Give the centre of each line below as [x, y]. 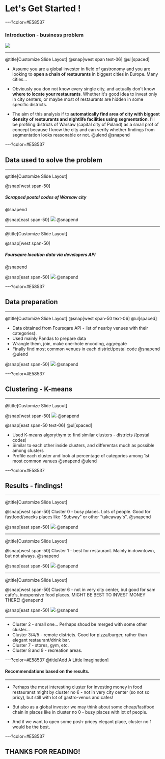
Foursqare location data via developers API [50, 254]
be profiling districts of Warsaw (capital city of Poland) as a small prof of [85, 125]
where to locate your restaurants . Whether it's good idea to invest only [85, 94]
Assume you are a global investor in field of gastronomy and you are [81, 69]
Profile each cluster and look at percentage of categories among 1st [81, 455]
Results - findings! [34, 486]
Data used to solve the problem [54, 160]
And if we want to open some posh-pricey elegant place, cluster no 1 [82, 721]
